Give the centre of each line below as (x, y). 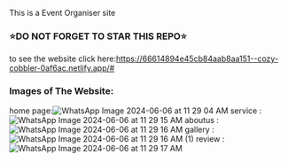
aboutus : (202, 120)
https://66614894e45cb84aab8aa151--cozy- (197, 59)
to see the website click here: (63, 59)
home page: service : (136, 111)
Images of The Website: (62, 91)
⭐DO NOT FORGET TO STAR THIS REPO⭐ (98, 36)
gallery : (199, 129)
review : (210, 139)
